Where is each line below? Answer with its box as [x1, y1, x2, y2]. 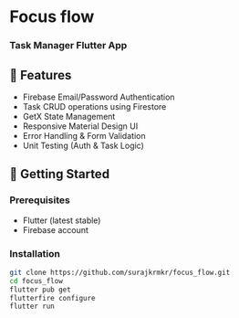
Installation [9, 247, 61, 260]
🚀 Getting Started [9, 166, 110, 182]
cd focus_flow [9, 276, 64, 285]
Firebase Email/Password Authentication [22, 91, 175, 102]
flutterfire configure [9, 293, 96, 302]
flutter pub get [9, 285, 71, 294]
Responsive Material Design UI [22, 121, 139, 132]
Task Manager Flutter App [9, 39, 128, 52]
